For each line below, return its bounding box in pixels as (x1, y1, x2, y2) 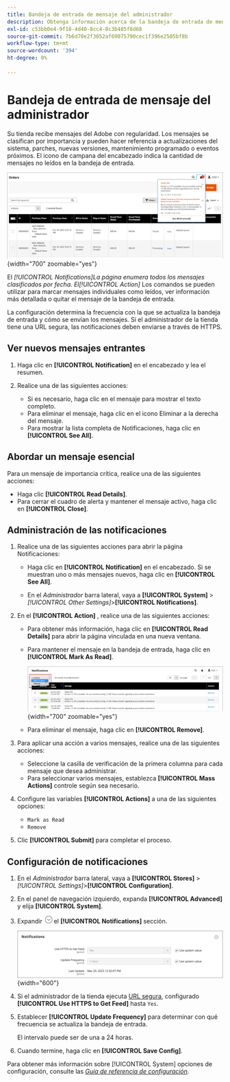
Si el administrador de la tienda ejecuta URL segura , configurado (16, 992, 200, 1000)
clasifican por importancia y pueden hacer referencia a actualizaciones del (7, 137, 218, 145)
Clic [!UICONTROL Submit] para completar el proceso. (16, 836, 172, 844)
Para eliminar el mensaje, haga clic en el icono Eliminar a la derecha (27, 409, 219, 417)
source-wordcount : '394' (7, 47, 78, 54)
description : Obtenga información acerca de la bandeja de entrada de (7, 18, 213, 25)
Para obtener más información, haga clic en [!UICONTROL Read (27, 625, 209, 633)
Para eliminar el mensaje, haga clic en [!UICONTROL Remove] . (27, 726, 205, 734)
